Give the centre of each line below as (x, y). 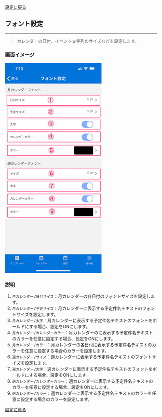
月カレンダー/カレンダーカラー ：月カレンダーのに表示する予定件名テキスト (82, 333)
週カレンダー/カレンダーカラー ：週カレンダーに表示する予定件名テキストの (82, 381)
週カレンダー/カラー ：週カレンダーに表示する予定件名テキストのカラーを (82, 393)
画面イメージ (20, 55)
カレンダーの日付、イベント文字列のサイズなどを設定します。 (78, 41)
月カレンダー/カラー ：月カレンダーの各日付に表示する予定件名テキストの (82, 345)
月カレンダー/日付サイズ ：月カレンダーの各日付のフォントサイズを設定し (81, 296)
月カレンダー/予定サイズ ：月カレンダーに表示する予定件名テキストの (77, 308)
